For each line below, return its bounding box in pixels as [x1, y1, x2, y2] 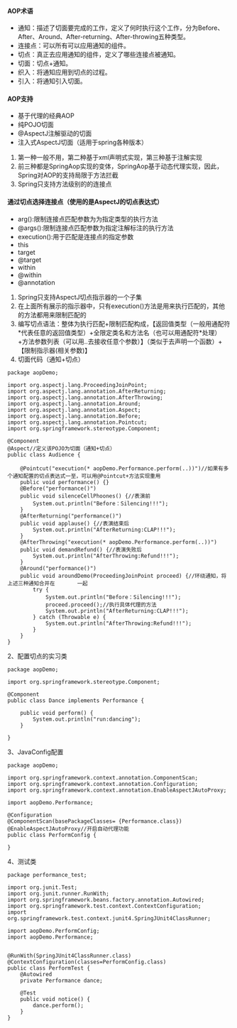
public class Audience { [7, 451, 81, 458]
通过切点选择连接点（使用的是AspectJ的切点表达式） [7, 197, 163, 206]
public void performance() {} [20, 479, 110, 486]
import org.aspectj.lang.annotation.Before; [7, 412, 141, 420]
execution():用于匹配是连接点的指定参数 [17, 232, 134, 241]
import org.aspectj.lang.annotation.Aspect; [7, 406, 141, 413]
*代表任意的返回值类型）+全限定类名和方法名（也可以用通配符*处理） [17, 328, 221, 337]
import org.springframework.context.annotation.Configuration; [7, 780, 199, 787]
